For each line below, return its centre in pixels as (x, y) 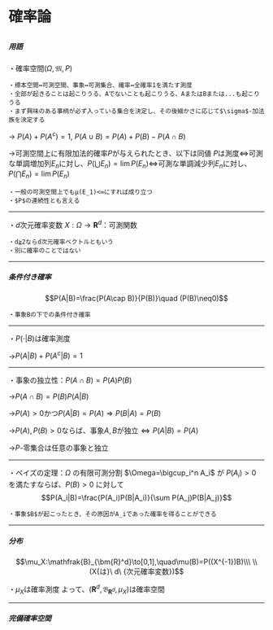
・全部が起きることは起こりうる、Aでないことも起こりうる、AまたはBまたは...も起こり (134, 94)
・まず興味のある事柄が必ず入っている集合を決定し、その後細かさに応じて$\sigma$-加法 (136, 111)
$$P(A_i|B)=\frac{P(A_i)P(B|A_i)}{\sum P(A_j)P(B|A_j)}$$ (136, 498)
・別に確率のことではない (45, 250)
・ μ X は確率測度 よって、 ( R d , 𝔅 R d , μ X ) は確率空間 (87, 589)
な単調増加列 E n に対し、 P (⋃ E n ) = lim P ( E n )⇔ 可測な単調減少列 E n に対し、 (130, 164)
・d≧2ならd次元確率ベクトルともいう (61, 242)
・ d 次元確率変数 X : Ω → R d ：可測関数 (73, 224)
